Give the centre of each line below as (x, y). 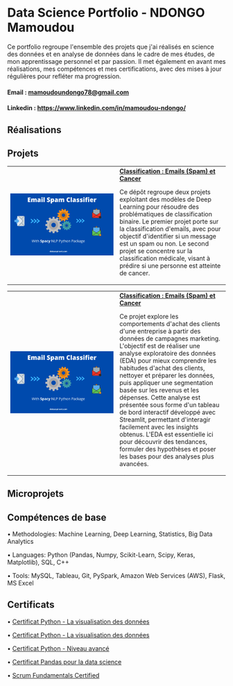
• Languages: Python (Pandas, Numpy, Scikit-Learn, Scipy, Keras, (101, 555)
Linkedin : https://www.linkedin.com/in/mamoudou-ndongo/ (96, 108)
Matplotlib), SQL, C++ (38, 563)
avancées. (134, 464)
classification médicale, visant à (165, 259)
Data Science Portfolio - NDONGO (106, 13)
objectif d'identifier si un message (168, 237)
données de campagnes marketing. (170, 338)
